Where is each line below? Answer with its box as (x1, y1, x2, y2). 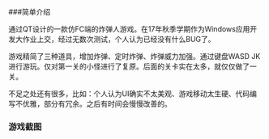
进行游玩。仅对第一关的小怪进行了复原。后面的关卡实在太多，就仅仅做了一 (8, 61, 257, 71)
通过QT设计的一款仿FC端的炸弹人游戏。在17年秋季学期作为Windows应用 (8, 24, 250, 34)
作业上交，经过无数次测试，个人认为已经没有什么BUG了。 (22, 35, 216, 44)
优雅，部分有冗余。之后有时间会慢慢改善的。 (22, 99, 172, 108)
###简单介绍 (8, 7, 51, 16)
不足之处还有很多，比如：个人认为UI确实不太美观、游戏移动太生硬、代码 (8, 89, 250, 99)
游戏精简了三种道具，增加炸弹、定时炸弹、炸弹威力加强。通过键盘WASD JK (8, 52, 261, 61)
